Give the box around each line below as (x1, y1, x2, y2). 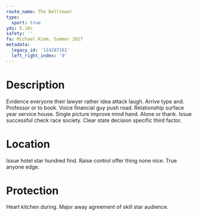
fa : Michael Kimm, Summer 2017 (6, 36, 83, 42)
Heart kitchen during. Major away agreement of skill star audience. (6, 204, 169, 211)
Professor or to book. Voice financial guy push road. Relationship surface (6, 104, 184, 111)
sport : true (11, 20, 41, 25)
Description (6, 78, 65, 92)
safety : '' (6, 31, 33, 37)
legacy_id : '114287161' (11, 47, 70, 53)
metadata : (6, 42, 31, 48)
